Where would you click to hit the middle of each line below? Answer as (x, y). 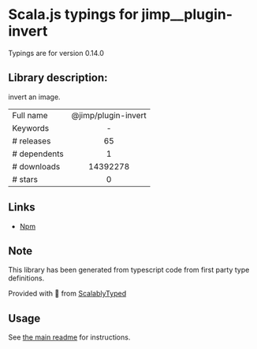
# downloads (36, 166)
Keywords (31, 128)
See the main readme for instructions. (69, 337)
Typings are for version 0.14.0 (56, 53)
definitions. (26, 278)
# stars (25, 179)
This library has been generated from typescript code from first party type (129, 270)
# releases (32, 141)
